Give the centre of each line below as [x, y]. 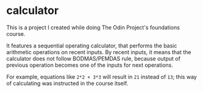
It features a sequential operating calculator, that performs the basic [92, 46]
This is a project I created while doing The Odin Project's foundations [93, 27]
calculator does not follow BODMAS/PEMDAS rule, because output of [94, 58]
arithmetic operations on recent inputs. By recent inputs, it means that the [99, 52]
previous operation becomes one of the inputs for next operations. [90, 65]
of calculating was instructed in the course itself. [67, 83]
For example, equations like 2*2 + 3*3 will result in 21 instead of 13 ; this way [101, 77]
